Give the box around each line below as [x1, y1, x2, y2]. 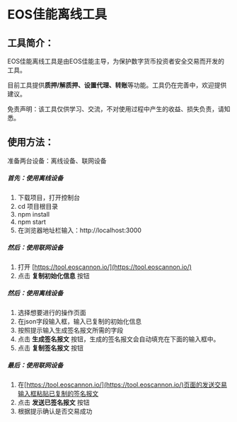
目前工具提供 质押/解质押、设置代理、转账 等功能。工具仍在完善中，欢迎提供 [7, 81, 227, 89]
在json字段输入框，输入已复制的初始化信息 [17, 316, 142, 326]
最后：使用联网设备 [7, 361, 64, 370]
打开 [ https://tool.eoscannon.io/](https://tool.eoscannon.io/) [17, 263, 192, 271]
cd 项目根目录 [17, 202, 59, 210]
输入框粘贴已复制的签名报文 [17, 389, 99, 397]
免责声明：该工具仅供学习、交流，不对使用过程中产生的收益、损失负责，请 [7, 105, 224, 113]
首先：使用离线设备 [7, 174, 64, 183]
